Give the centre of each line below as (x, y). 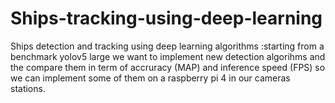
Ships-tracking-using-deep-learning (166, 18)
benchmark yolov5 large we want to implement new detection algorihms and (168, 56)
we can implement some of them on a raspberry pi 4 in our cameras (150, 78)
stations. (28, 88)
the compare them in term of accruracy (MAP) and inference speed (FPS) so (168, 67)
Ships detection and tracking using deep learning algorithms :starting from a (167, 46)
